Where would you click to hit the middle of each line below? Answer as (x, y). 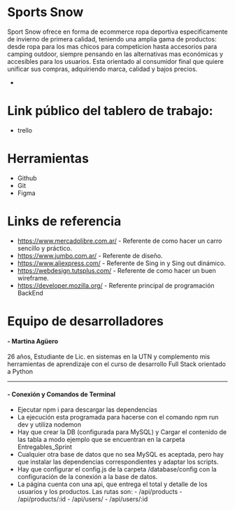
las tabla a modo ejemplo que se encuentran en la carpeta (101, 440)
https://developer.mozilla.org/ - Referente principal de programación (116, 286)
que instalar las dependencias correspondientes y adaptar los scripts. (118, 462)
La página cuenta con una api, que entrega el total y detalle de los (112, 484)
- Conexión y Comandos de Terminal (62, 394)
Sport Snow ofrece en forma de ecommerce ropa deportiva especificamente (118, 32)
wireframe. (33, 278)
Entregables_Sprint (44, 447)
